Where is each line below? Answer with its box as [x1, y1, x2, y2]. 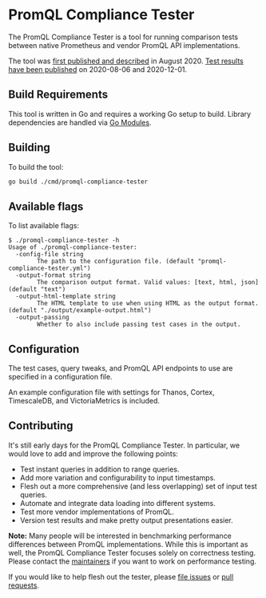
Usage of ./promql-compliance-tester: [8, 243, 137, 251]
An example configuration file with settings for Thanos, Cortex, [8, 387, 215, 397]
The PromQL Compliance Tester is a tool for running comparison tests [8, 32, 238, 42]
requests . [8, 580, 40, 590]
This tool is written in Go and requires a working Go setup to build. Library [8, 109, 252, 118]
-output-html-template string [15, 292, 116, 301]
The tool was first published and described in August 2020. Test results [8, 56, 244, 66]
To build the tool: [8, 162, 64, 171]
